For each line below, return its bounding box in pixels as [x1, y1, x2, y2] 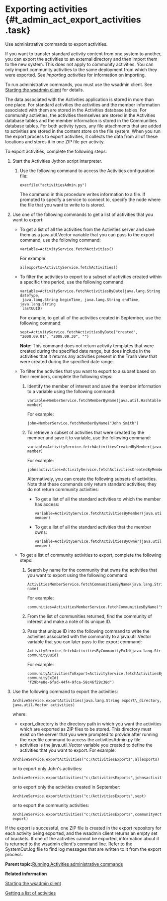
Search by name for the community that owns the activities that [27, 567, 158, 573]
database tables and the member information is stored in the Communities [5, 117, 158, 123]
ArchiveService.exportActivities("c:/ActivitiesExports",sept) [12, 794, 147, 799]
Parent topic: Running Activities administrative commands [5, 861, 123, 867]
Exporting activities [5, 3, 88, 15]
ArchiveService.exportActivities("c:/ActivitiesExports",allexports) [12, 757, 160, 762]
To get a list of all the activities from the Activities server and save [19, 226, 155, 232]
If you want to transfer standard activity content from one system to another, [5, 51, 162, 57]
